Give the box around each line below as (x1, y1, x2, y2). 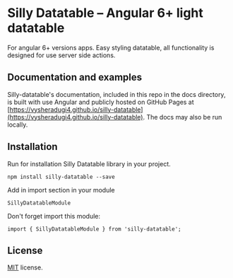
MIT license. (7, 263, 44, 272)
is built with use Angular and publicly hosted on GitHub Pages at (7, 98, 194, 106)
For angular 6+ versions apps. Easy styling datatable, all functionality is (7, 43, 215, 52)
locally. (7, 120, 28, 129)
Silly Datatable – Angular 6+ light (7, 5, 203, 21)
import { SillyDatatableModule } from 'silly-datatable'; (7, 225, 181, 233)
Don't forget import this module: (7, 212, 101, 220)
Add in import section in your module (7, 185, 115, 194)
